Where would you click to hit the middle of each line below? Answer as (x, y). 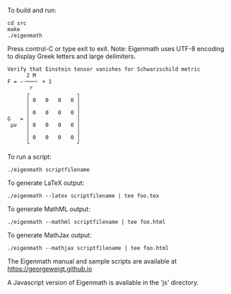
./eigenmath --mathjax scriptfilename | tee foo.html (88, 248)
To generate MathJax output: (49, 235)
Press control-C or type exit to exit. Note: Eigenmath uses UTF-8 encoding (116, 49)
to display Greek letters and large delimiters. (72, 56)
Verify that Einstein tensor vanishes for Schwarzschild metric (104, 69)
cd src (17, 23)
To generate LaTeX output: (46, 183)
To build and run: (32, 10)
